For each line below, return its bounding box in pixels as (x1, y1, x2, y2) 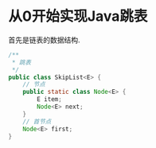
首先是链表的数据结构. (8, 35, 81, 45)
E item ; (37, 95, 62, 103)
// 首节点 (22, 117, 52, 126)
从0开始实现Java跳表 (8, 7, 148, 25)
